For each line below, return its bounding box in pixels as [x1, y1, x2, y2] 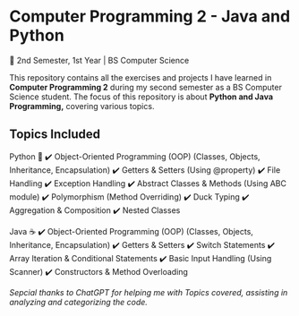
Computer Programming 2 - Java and [9, 6, 291, 27]
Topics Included [9, 127, 101, 142]
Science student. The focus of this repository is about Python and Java [9, 91, 274, 102]
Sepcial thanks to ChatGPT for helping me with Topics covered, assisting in [9, 286, 288, 297]
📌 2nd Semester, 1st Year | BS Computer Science [9, 55, 190, 65]
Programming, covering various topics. [9, 100, 155, 111]
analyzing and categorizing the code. [9, 296, 148, 307]
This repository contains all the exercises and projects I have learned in [9, 72, 272, 82]
